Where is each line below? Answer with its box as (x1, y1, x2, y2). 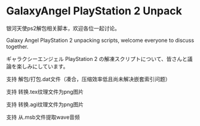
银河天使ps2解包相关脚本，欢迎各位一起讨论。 (6, 24, 121, 32)
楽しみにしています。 (16, 63, 69, 70)
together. (6, 43, 29, 50)
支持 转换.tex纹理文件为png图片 (6, 88, 84, 95)
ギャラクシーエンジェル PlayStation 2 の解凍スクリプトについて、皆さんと (6, 55, 188, 62)
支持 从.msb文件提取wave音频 (6, 113, 81, 121)
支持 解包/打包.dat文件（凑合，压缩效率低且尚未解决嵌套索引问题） (6, 75, 171, 82)
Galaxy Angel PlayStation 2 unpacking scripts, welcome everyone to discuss (6, 36, 195, 44)
